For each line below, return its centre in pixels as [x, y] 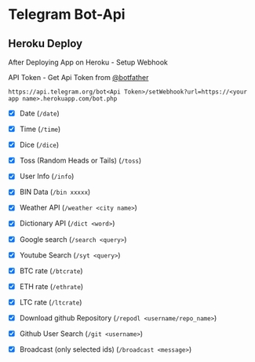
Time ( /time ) [40, 129]
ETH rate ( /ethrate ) [51, 286]
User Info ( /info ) [47, 176]
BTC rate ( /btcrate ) [51, 271]
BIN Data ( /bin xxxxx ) [55, 192]
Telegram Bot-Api [67, 15]
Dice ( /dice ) [39, 145]
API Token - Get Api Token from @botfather [78, 77]
